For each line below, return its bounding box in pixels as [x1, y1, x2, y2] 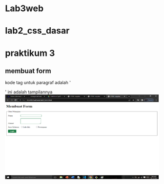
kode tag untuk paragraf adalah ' [5, 80, 71, 86]
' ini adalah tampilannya [5, 89, 53, 95]
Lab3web [5, 3, 44, 14]
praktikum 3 [5, 47, 55, 58]
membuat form [5, 67, 51, 75]
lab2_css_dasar [5, 25, 70, 37]
